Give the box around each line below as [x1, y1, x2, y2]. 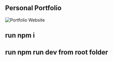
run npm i [5, 31, 35, 40]
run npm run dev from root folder [5, 48, 109, 56]
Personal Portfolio [5, 4, 62, 12]
